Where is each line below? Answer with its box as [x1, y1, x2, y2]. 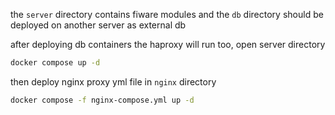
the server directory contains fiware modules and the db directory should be [10, 9, 324, 20]
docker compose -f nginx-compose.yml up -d [10, 95, 195, 105]
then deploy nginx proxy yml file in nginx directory [10, 75, 217, 88]
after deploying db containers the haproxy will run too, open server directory [10, 39, 326, 50]
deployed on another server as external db [10, 19, 187, 31]
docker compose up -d [10, 58, 101, 68]
